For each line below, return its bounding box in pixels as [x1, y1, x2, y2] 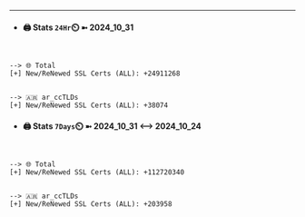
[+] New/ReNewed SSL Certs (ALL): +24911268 [9, 69, 181, 78]
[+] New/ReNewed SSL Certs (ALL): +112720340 [9, 168, 184, 177]
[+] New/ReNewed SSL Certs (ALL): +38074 [9, 101, 169, 110]
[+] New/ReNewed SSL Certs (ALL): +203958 [9, 200, 172, 209]
